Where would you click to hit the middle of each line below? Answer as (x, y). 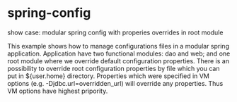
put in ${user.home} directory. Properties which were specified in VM (109, 76)
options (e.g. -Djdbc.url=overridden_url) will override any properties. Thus (115, 83)
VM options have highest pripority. (58, 91)
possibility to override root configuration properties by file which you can (114, 68)
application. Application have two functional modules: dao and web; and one (119, 53)
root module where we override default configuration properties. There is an (118, 60)
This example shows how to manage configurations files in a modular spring (118, 46)
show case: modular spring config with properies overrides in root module (115, 32)
